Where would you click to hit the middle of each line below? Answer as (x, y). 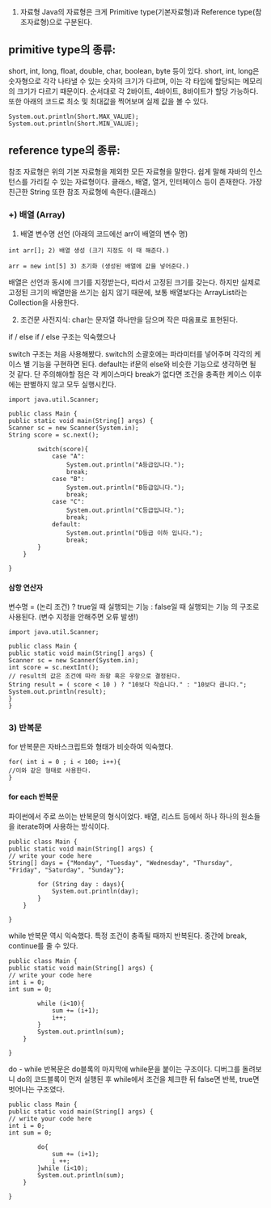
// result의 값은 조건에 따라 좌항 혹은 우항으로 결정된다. (95, 676)
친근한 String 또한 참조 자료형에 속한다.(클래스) (83, 192)
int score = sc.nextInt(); (54, 668)
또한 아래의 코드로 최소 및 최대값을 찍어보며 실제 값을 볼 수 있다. (108, 101)
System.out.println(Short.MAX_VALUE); (74, 116)
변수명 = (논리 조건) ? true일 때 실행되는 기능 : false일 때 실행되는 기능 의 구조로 (134, 607)
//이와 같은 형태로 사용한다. (50, 771)
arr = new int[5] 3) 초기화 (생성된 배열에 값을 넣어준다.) (99, 266)
